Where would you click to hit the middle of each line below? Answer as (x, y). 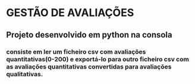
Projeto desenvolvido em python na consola (89, 35)
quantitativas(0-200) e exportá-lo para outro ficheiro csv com (97, 59)
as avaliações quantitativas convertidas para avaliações (89, 67)
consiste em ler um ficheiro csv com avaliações (76, 52)
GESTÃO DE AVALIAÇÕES (70, 13)
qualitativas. (25, 74)
